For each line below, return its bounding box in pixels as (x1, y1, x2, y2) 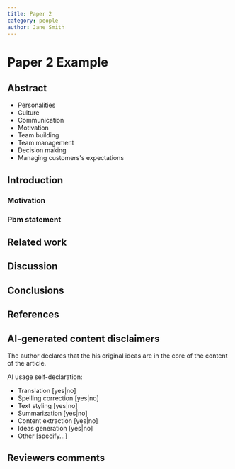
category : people (7, 17, 59, 24)
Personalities (17, 101, 56, 110)
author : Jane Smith (7, 23, 65, 30)
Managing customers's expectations (17, 154, 125, 162)
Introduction (7, 174, 64, 186)
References (7, 309, 59, 321)
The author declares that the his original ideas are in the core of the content (7, 351, 228, 360)
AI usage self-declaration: (7, 373, 83, 381)
